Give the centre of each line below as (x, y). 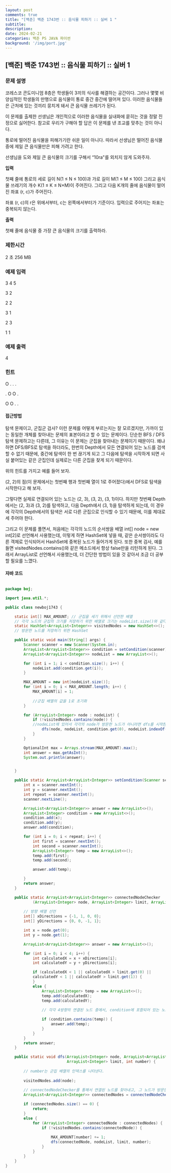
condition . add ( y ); (43, 823)
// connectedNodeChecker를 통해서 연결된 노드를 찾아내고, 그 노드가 (89, 1090)
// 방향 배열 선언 (40, 912)
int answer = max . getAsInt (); (55, 753)
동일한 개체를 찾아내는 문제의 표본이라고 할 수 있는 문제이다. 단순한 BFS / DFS (88, 435)
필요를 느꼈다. (24, 560)
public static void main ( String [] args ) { (60, 640)
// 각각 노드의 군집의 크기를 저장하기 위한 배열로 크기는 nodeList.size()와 (86, 621)
